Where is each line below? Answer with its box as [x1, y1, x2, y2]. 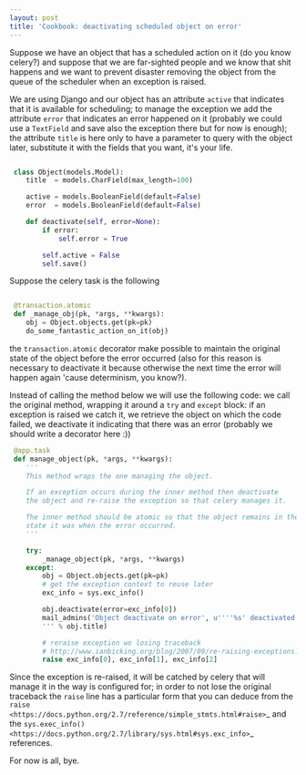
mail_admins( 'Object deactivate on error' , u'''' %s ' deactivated [42, 613, 296, 622]
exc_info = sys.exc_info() [42, 588, 145, 597]
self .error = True [57, 234, 128, 243]
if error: [42, 225, 79, 235]
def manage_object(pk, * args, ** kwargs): [13, 454, 173, 464]
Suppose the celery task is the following [9, 275, 160, 287]
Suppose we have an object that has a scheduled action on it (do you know [9, 46, 291, 57]
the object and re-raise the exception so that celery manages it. [25, 496, 287, 505]
